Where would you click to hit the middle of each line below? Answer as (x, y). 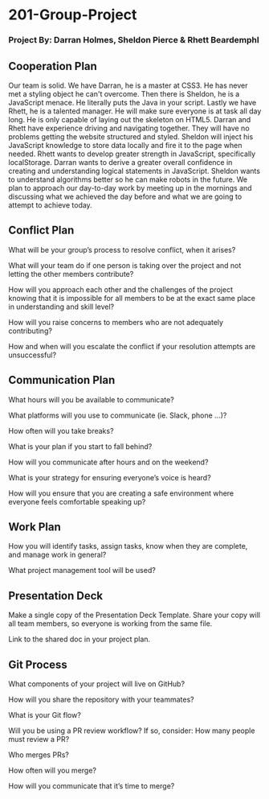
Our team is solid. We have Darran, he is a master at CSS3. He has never (128, 85)
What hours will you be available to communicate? (91, 399)
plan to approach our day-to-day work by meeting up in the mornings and (130, 187)
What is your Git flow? (45, 715)
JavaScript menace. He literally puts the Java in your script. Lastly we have (132, 102)
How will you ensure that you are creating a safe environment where (121, 493)
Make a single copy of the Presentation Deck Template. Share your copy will (134, 615)
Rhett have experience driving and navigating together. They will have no (129, 128)
